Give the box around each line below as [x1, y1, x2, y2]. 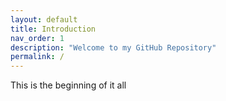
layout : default [10, 14, 78, 25]
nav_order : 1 [10, 33, 65, 43]
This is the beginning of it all [10, 79, 127, 91]
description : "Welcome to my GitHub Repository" [10, 42, 217, 53]
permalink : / [10, 52, 65, 62]
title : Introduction [10, 24, 97, 34]
